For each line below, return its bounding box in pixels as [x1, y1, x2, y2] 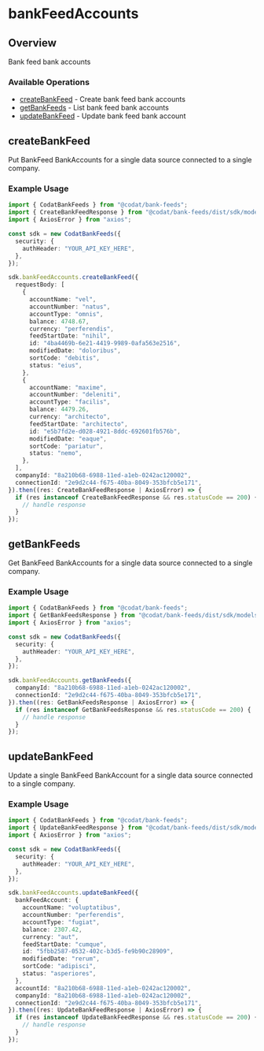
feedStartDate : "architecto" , [28, 419, 128, 428]
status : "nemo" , [28, 449, 82, 457]
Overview [8, 36, 57, 50]
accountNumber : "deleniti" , [28, 391, 122, 399]
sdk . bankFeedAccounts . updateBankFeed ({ [8, 889, 139, 897]
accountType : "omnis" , [28, 310, 104, 318]
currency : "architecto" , [28, 413, 111, 421]
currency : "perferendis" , [28, 325, 114, 333]
